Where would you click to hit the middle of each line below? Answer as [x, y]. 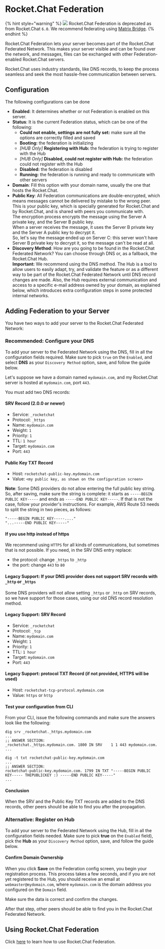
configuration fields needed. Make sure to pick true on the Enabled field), [79, 836]
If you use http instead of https [37, 534]
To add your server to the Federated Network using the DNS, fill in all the [79, 352]
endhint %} [16, 34]
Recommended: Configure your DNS [50, 341]
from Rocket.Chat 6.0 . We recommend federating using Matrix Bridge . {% [80, 29]
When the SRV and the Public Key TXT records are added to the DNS [75, 801]
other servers [33, 180]
